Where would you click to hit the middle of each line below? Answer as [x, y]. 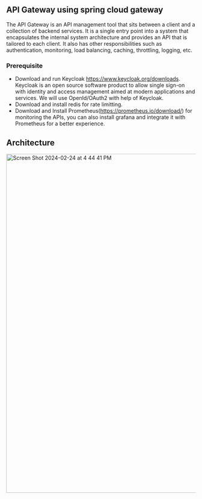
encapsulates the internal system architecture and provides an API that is [97, 37]
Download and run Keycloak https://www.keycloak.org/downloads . [97, 79]
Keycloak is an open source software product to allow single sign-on [100, 85]
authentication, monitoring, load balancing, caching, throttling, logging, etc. [99, 50]
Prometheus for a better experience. [60, 124]
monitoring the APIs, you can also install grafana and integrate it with [100, 118]
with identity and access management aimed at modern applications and [105, 92]
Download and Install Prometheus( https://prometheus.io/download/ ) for [103, 111]
